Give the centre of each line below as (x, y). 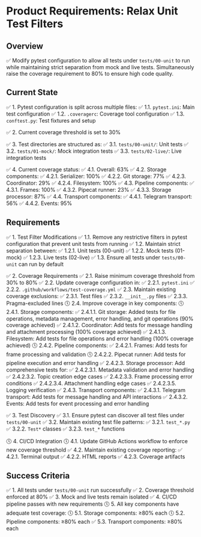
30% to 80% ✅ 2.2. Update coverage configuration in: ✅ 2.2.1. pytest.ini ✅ (100, 282)
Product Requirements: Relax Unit (92, 11)
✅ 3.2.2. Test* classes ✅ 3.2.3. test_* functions (65, 429)
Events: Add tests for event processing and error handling (78, 404)
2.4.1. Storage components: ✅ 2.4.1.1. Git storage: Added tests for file (91, 311)
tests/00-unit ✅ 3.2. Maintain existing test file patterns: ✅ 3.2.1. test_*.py (98, 422)
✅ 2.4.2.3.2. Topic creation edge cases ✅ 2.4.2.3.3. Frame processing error (100, 376)
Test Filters (35, 24)
